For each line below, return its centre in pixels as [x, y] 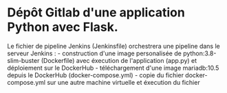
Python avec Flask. [63, 27]
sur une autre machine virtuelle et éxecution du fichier [124, 82]
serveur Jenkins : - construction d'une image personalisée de [95, 53]
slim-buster [23, 60]
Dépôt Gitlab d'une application [96, 13]
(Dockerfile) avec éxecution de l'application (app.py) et [119, 60]
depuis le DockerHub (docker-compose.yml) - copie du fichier [96, 75]
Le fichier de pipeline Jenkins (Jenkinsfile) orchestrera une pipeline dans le [113, 46]
